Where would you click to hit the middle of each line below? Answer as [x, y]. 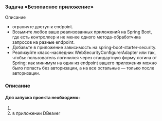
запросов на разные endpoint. [43, 42]
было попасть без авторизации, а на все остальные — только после [83, 68]
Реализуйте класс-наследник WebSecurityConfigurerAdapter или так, [84, 52]
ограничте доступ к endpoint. [43, 27]
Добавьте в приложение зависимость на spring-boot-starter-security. [84, 48]
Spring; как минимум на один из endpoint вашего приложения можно [84, 63]
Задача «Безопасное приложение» [49, 7]
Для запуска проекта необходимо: [43, 97]
